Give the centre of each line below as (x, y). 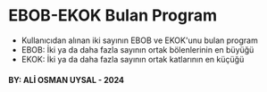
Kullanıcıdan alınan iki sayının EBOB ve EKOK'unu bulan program (139, 40)
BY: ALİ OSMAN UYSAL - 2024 (66, 79)
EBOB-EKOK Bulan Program (113, 16)
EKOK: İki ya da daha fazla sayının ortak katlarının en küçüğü (133, 59)
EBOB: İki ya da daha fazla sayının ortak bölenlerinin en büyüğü (138, 49)
